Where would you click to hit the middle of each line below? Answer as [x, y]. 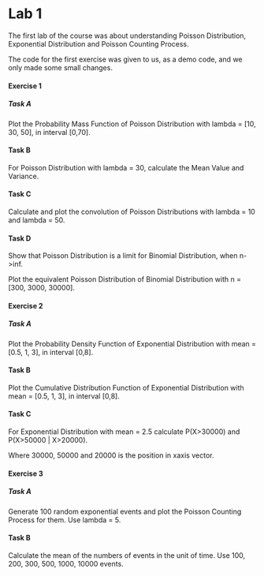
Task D [20, 238]
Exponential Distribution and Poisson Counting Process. [99, 43]
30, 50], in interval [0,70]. [49, 132]
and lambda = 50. [37, 220]
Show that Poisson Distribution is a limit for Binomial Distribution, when [123, 256]
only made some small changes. [60, 67]
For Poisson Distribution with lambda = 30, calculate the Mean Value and [126, 167]
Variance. [24, 176]
